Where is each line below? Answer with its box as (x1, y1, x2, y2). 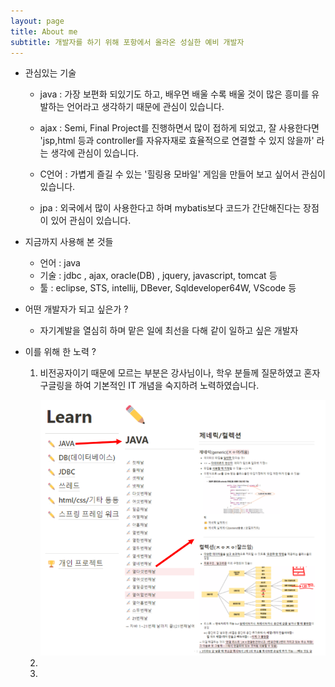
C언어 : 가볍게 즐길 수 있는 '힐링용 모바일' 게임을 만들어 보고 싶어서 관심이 (39, 168, 326, 180)
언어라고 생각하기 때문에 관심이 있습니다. (66, 101, 225, 113)
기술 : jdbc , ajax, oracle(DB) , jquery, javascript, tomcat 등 (39, 270, 278, 282)
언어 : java (39, 257, 81, 269)
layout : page (10, 16, 65, 26)
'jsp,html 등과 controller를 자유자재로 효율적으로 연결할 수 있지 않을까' (39, 135, 315, 147)
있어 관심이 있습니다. (50, 215, 132, 227)
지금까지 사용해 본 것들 (24, 236, 114, 248)
